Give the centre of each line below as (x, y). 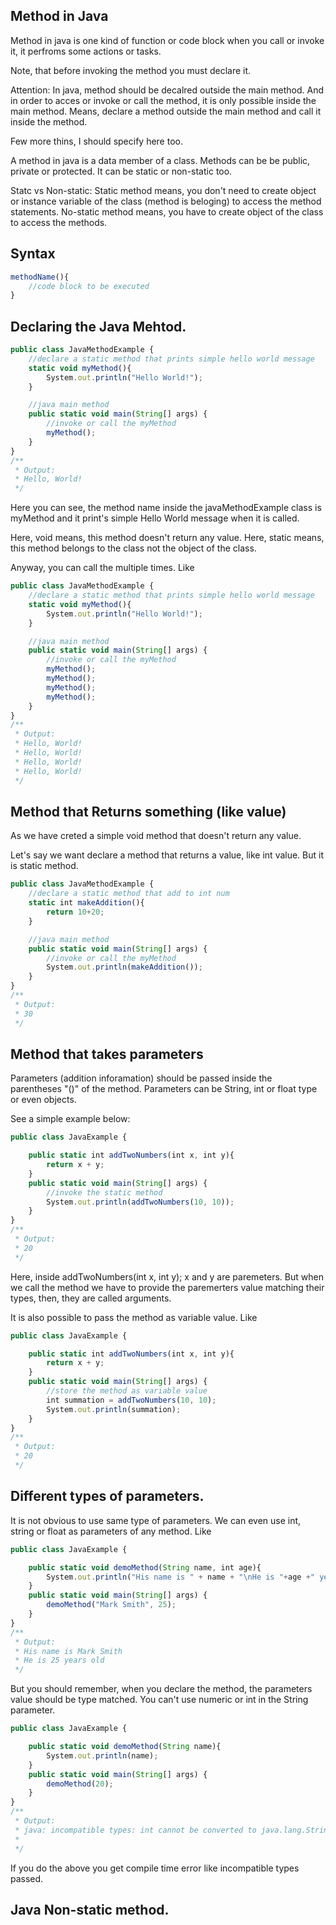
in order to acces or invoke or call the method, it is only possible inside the (163, 100)
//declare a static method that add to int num (129, 894)
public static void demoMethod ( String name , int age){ (145, 1567)
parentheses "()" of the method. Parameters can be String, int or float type (164, 1089)
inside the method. (49, 121)
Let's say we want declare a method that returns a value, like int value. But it (167, 855)
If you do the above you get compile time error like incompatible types (155, 1868)
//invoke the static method (104, 1192)
